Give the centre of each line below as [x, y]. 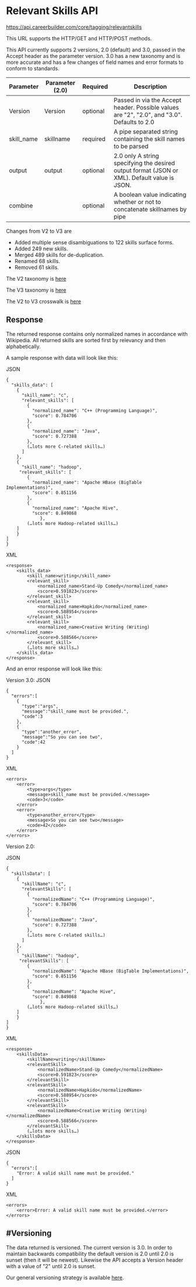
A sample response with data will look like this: [62, 357]
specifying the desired [144, 163]
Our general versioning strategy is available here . [65, 1277]
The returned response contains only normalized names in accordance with [97, 334]
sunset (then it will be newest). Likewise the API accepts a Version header [95, 1260]
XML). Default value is [144, 178]
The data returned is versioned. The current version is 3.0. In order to [89, 1247]
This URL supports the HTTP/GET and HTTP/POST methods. [79, 38]
